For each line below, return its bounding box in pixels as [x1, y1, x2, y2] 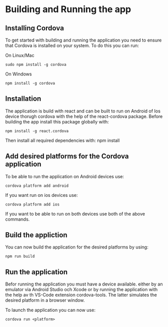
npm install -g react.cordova [5, 128, 69, 134]
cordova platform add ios [5, 201, 60, 207]
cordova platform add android [5, 183, 69, 188]
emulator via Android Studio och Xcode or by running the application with [5, 287, 158, 293]
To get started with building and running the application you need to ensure [5, 37, 162, 43]
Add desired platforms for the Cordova [5, 152, 129, 160]
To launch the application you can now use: [5, 307, 96, 313]
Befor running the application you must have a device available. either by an [5, 281, 163, 287]
